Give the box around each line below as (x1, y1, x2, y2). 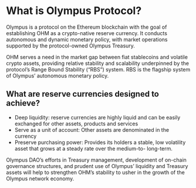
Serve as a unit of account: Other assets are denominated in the (14, 126, 169, 133)
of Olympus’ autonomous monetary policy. (6, 72, 109, 79)
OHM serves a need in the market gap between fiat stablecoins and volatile (6, 53, 188, 60)
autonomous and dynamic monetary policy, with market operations (6, 36, 168, 43)
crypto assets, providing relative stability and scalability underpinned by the (6, 60, 190, 67)
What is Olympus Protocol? (6, 4, 142, 18)
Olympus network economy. (6, 175, 75, 182)
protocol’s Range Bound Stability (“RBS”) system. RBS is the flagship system (6, 66, 191, 73)
